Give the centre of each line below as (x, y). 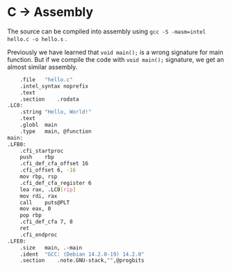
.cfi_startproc (42, 151)
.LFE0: (17, 241)
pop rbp (31, 215)
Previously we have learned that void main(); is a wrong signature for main (115, 52)
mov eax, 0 (35, 209)
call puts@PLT (45, 202)
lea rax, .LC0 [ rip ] (48, 189)
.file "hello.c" (46, 80)
